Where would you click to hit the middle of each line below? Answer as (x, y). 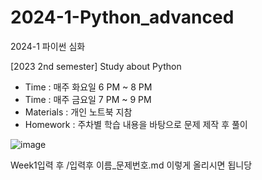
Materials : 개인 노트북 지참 (78, 112)
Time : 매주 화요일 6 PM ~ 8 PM (88, 87)
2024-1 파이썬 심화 (48, 46)
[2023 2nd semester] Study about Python (96, 66)
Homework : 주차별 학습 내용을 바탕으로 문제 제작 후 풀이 (136, 124)
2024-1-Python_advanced (122, 17)
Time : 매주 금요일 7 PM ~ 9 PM (88, 99)
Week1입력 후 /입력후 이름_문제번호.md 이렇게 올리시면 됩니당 (131, 165)
